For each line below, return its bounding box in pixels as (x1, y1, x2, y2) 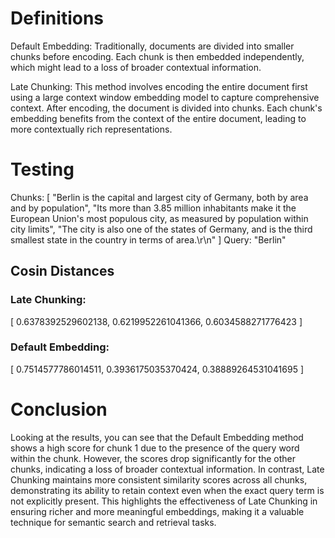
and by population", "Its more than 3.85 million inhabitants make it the (10, 202, 297, 214)
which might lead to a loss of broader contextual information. (10, 61, 262, 73)
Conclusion (10, 398, 108, 421)
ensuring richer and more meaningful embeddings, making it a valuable (10, 505, 305, 517)
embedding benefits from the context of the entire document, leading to (10, 112, 307, 124)
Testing (10, 158, 75, 181)
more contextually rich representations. (10, 123, 173, 135)
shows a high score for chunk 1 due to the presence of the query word (10, 442, 300, 454)
